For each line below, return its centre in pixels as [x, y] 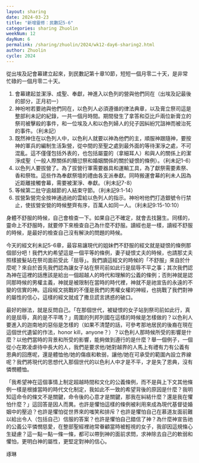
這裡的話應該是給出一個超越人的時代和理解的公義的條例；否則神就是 [105, 275]
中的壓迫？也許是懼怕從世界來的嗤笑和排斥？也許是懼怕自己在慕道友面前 [99, 411]
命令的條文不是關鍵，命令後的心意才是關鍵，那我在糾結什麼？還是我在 [102, 396]
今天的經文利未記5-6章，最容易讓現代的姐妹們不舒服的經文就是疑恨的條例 [96, 245]
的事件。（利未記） [37, 131]
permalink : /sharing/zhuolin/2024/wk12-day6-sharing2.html [81, 45]
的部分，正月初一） [38, 101]
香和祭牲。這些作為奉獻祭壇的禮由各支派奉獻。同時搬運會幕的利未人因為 [103, 175]
